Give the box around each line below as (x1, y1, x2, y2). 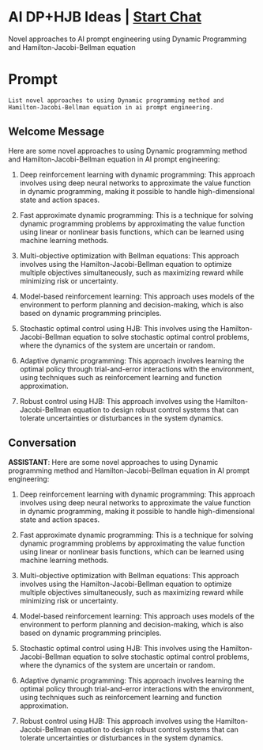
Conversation (8, 436, 77, 450)
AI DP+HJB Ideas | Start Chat (8, 8, 202, 26)
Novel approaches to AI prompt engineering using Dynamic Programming (8, 34, 247, 44)
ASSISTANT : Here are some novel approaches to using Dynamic (8, 457, 219, 466)
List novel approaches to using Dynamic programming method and (8, 96, 224, 105)
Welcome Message (8, 125, 105, 139)
